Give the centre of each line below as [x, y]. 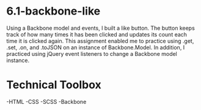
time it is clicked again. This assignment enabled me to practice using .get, [100, 41]
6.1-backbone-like [53, 11]
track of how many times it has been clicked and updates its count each [97, 34]
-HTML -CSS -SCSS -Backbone [46, 101]
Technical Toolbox [54, 85]
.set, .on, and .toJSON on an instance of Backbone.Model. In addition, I [96, 47]
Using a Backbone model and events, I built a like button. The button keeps [101, 28]
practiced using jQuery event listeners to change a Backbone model [92, 53]
